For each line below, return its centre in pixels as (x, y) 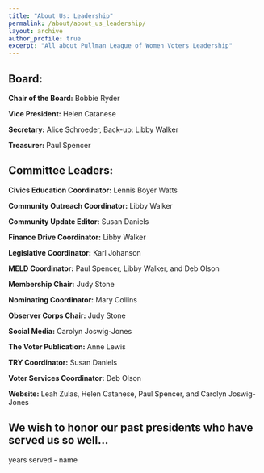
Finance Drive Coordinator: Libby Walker (78, 237)
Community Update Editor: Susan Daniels (79, 221)
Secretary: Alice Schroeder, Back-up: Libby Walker (94, 129)
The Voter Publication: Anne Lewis (67, 346)
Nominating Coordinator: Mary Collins (73, 299)
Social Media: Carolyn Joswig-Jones (70, 331)
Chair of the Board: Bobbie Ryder (64, 98)
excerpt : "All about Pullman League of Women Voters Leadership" (120, 46)
